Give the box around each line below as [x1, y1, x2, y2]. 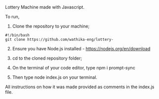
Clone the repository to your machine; [12, 23, 90, 29]
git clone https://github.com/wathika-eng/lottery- [5, 37, 114, 42]
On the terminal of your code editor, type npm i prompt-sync [12, 65, 136, 70]
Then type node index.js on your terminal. [12, 74, 98, 80]
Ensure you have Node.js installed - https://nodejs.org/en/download [12, 46, 151, 51]
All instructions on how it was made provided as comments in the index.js [5, 84, 155, 90]
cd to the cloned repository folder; [12, 55, 82, 61]
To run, [5, 14, 20, 19]
